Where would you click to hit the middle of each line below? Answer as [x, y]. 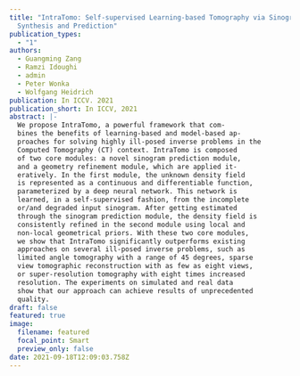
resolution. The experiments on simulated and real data [125, 282]
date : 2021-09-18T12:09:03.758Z [69, 357]
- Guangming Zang [50, 59]
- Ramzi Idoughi [47, 68]
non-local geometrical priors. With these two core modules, [133, 233]
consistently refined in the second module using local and [131, 225]
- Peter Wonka [43, 84]
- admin [32, 76]
